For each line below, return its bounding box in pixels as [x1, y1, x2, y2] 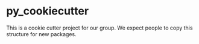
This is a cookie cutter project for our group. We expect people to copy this [6, 24, 193, 31]
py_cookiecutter [6, 4, 89, 18]
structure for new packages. [6, 30, 77, 37]
